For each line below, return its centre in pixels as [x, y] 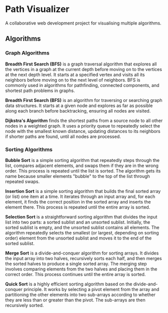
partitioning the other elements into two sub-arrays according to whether [80, 294]
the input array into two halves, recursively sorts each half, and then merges [83, 258]
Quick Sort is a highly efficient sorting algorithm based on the [69, 284]
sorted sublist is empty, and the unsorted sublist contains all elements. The [82, 227]
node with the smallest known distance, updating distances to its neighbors [83, 131]
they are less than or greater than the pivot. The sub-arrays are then [75, 300]
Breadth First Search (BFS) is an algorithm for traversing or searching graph [84, 100]
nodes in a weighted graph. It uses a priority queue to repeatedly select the [83, 125]
